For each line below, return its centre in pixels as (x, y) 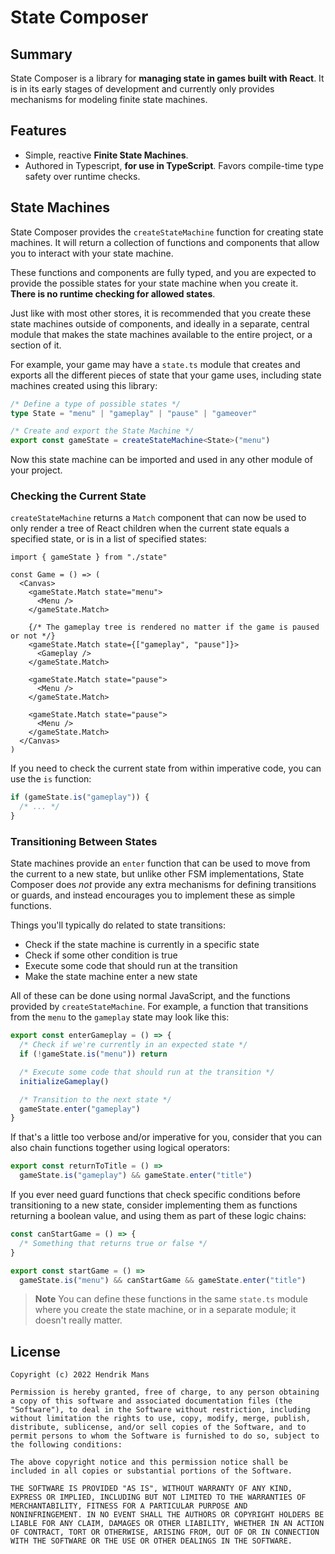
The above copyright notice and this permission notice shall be (149, 1462)
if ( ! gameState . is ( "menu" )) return (93, 1054)
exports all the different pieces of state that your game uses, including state (166, 375)
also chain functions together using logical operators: (120, 1148)
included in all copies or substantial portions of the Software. (151, 1471)
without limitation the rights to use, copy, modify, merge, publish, (160, 1419)
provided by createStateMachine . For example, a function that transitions (159, 1007)
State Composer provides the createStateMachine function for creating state (167, 232)
